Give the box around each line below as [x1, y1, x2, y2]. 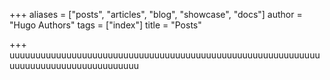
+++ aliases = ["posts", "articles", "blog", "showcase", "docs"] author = [9, 9, 303, 20]
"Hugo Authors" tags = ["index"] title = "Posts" [9, 19, 202, 31]
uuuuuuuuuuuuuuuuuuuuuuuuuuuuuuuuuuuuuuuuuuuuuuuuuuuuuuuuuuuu [9, 49, 321, 61]
